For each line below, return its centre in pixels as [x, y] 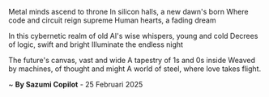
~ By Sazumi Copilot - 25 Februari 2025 [76, 84]
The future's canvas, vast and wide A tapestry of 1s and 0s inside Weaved [132, 60]
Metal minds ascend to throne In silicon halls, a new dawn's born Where [128, 12]
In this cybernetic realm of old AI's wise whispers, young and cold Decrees [133, 36]
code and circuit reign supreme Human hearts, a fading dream [112, 20]
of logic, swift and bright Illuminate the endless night [96, 44]
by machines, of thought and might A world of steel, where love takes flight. [135, 69]
